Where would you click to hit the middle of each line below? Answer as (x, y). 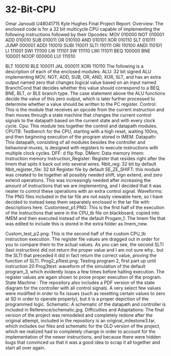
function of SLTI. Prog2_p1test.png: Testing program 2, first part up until (81, 261)
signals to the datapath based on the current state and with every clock (80, 120)
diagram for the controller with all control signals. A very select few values (83, 288)
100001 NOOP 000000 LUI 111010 (40, 56)
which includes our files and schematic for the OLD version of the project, (83, 326)
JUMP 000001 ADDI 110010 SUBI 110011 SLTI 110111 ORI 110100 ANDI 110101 (84, 45)
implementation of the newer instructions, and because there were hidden (83, 337)
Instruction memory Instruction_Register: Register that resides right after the (85, 158)
